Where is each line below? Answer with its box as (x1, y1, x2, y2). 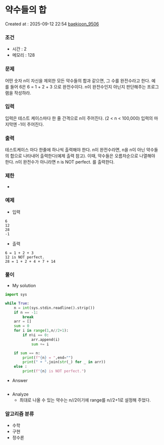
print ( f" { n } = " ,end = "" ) (22, 355, 73, 360)
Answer (12, 378, 28, 383)
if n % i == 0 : (22, 333, 49, 338)
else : (14, 364, 27, 369)
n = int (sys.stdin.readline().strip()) (14, 305, 95, 310)
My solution (12, 283, 36, 289)
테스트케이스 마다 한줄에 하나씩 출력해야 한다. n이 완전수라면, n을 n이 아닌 (5, 147, 145, 153)
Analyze (12, 391, 29, 397)
